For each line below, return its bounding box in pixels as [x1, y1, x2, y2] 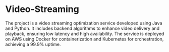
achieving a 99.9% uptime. [5, 41, 61, 47]
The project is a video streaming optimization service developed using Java [5, 20, 162, 26]
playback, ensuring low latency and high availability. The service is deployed [5, 30, 164, 36]
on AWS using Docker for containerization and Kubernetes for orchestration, [5, 36, 164, 42]
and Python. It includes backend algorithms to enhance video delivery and [5, 25, 160, 31]
